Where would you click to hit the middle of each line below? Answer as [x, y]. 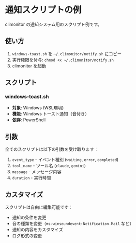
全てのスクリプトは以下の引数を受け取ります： [52, 149]
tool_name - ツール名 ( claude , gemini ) [49, 166]
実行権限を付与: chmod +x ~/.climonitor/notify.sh [63, 60]
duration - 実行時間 [31, 178]
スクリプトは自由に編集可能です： [39, 207]
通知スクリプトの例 [43, 10]
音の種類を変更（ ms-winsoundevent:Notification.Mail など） [73, 224]
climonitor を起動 [29, 65]
